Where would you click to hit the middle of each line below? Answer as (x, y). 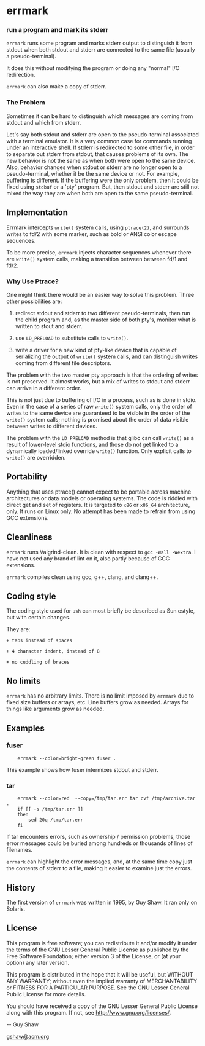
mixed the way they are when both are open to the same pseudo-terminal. (100, 193)
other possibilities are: (34, 301)
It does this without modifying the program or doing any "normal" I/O (93, 68)
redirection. (21, 75)
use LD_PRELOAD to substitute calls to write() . (72, 338)
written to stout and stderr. (49, 326)
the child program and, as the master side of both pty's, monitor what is (106, 320)
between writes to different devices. (52, 426)
